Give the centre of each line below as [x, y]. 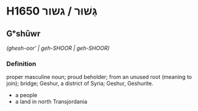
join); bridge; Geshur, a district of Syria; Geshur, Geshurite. [80, 84]
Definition [21, 64]
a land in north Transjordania [51, 102]
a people [26, 95]
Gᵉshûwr [23, 34]
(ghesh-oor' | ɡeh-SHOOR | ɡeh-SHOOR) [58, 48]
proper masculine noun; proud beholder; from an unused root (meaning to [99, 77]
